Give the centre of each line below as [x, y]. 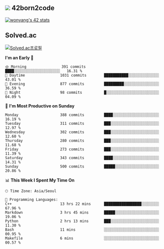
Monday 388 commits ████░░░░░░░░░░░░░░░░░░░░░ [82, 115]
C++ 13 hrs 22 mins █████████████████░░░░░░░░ [82, 204]
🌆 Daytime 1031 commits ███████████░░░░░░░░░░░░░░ [82, 75]
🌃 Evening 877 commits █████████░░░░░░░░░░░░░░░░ [82, 84]
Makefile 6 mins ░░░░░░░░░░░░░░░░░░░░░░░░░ [82, 238]
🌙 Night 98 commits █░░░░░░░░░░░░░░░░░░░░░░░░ [82, 92]
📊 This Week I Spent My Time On [40, 180]
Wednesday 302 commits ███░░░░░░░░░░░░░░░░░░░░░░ [82, 132]
